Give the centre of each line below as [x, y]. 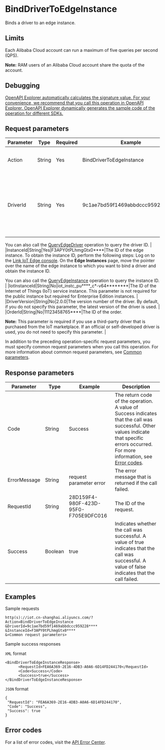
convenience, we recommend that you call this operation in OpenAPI [74, 102]
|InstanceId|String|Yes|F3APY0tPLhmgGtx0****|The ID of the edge [74, 250]
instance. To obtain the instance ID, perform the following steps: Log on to [80, 255]
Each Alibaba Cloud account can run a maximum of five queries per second [82, 50]
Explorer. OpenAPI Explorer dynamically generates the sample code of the [80, 108]
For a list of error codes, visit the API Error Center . [56, 742]
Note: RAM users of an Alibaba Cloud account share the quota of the [75, 65]
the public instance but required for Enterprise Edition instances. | [72, 296]
